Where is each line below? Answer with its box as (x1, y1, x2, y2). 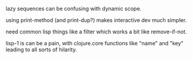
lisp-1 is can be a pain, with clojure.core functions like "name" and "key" (5, 40, 184, 46)
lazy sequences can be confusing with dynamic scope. (5, 5, 142, 12)
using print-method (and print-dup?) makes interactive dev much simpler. (5, 17, 187, 23)
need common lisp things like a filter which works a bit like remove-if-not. (5, 28, 187, 35)
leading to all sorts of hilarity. (5, 46, 77, 53)
